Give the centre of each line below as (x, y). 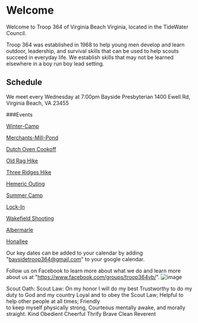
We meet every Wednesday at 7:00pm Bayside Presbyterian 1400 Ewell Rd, (98, 96)
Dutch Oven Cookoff (31, 149)
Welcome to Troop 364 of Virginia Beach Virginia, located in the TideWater (97, 27)
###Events (19, 114)
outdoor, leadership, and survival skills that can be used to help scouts (93, 51)
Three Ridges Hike (29, 172)
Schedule (24, 82)
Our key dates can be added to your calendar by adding (75, 253)
